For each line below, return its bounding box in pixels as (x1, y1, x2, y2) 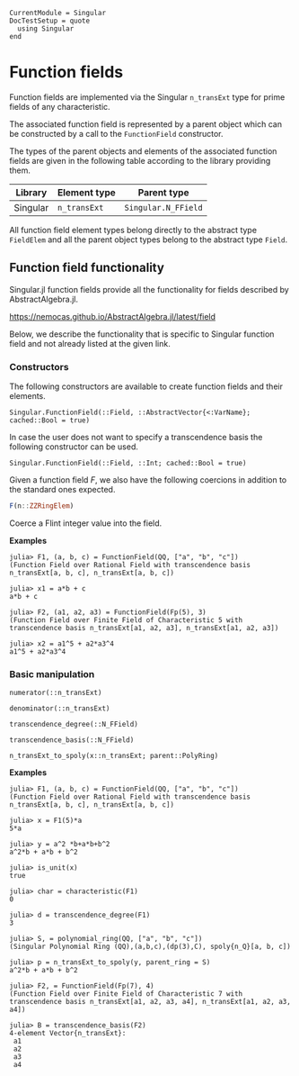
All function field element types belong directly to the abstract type (9, 224, 258, 235)
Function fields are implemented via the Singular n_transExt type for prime (9, 91, 286, 103)
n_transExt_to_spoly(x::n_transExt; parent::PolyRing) (9, 752, 219, 761)
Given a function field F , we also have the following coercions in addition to (9, 475, 287, 485)
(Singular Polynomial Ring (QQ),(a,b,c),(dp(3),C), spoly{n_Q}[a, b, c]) (9, 942, 292, 952)
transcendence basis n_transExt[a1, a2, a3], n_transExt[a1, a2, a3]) (9, 623, 279, 632)
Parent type (137, 185, 189, 198)
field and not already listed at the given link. (9, 338, 171, 348)
